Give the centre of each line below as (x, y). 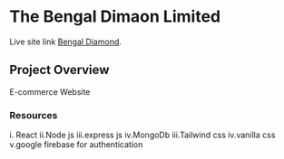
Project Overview (59, 70)
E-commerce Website (50, 91)
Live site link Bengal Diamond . (66, 42)
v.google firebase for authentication (76, 145)
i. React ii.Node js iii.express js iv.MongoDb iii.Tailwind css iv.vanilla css (142, 135)
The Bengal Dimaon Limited (115, 17)
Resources (34, 115)
